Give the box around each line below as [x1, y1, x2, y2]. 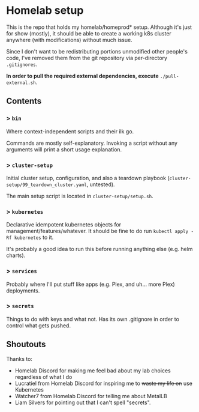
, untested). [86, 181, 115, 188]
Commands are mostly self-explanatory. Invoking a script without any [6, 139, 178, 147]
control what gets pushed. [6, 322, 71, 329]
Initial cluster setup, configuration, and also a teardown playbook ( [6, 174, 170, 181]
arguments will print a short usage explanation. [6, 145, 122, 153]
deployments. [6, 286, 40, 294]
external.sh [6, 79, 36, 86]
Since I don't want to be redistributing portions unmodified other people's [6, 47, 188, 55]
